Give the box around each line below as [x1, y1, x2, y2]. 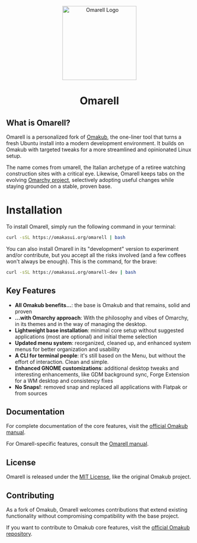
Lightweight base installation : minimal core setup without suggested [14, 327, 185, 334]
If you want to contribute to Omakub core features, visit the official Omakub [6, 523, 190, 531]
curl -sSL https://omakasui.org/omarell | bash [6, 234, 126, 240]
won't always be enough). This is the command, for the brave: [6, 258, 157, 265]
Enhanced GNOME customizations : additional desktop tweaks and [14, 365, 179, 372]
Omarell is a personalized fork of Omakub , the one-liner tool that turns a [6, 133, 182, 140]
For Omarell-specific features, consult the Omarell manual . [6, 440, 149, 448]
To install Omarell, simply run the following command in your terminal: [6, 223, 176, 230]
